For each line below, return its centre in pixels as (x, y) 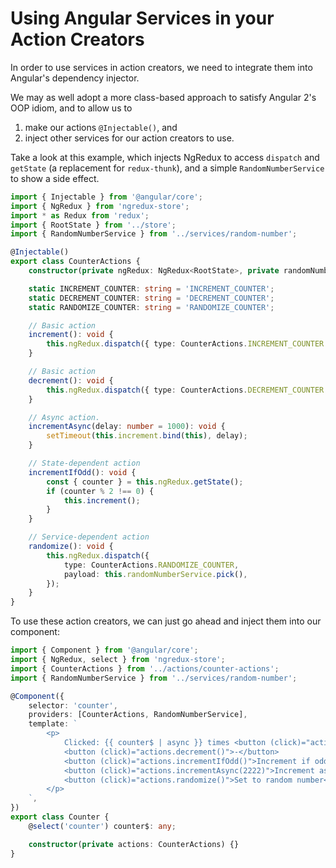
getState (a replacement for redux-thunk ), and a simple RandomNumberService (167, 168)
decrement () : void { (71, 380)
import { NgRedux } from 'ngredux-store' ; (100, 206)
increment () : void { (71, 335)
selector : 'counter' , (73, 705)
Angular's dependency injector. (75, 78)
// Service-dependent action (89, 537)
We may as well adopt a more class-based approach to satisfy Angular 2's (163, 97)
